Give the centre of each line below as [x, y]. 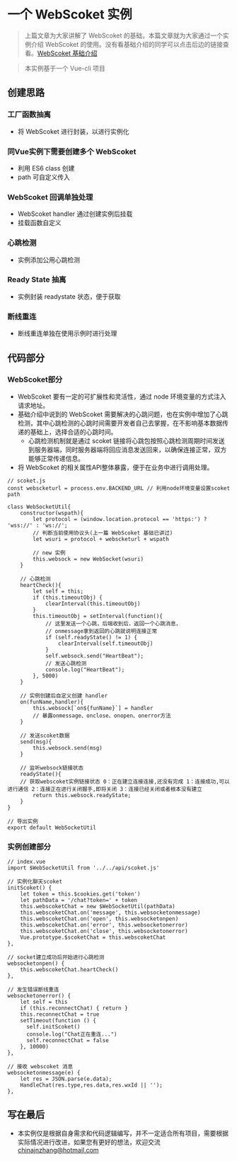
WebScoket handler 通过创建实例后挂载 [75, 214]
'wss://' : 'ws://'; [38, 525]
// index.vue [27, 862]
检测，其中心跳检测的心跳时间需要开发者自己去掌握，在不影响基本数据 [120, 423]
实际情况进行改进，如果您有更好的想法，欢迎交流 [89, 1142]
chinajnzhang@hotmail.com [58, 1150]
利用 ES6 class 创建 [46, 168]
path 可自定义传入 [44, 177]
